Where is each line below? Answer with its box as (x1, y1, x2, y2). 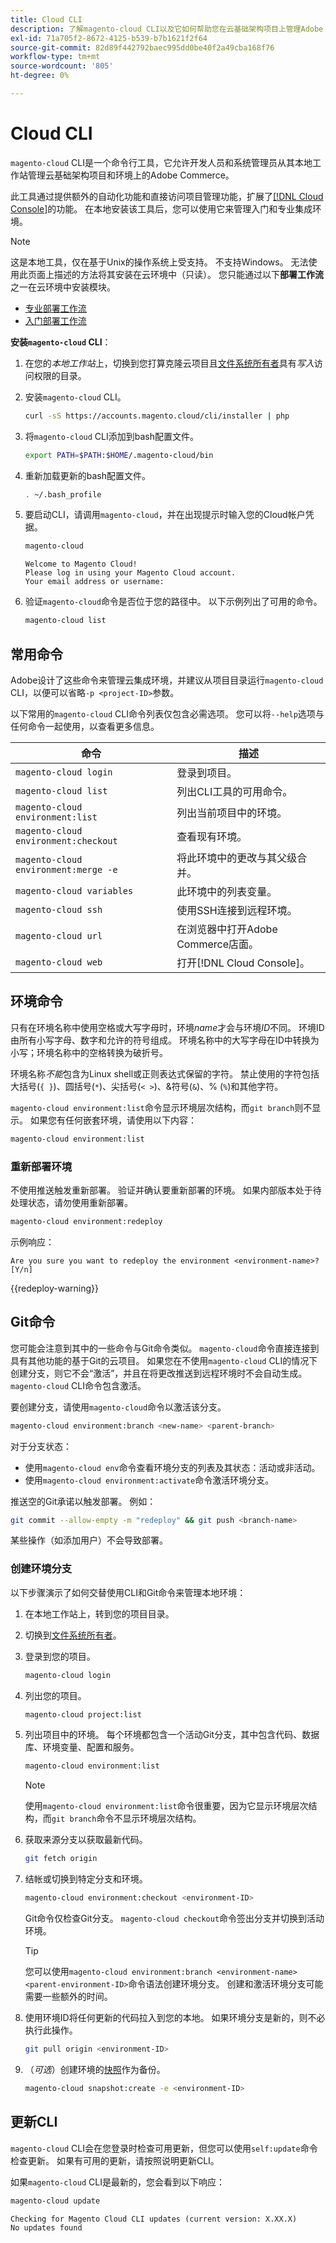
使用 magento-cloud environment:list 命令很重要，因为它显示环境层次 (24, 1800, 309, 1812)
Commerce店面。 (176, 937, 260, 951)
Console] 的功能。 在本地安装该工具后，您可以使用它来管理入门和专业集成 (10, 202, 313, 215)
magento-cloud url (15, 931, 103, 941)
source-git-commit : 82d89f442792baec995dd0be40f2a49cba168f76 (10, 42, 275, 53)
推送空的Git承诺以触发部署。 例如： (10, 1495, 157, 1507)
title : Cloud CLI (10, 14, 83, 25)
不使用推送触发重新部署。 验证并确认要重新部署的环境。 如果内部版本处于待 (10, 1184, 322, 1196)
